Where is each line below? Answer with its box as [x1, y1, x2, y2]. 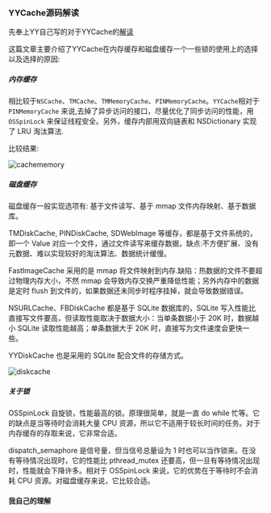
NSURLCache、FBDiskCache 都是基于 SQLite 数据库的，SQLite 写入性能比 [8, 303, 256, 313]
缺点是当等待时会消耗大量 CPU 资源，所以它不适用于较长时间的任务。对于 [15, 418, 261, 428]
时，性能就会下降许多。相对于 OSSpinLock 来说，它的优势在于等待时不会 [8, 466, 252, 476]
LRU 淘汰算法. [17, 127, 65, 137]
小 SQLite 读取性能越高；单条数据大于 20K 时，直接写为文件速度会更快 [8, 323, 244, 333]
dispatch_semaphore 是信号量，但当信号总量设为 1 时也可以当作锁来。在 [8, 446, 249, 456]
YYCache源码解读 [8, 6, 79, 18]
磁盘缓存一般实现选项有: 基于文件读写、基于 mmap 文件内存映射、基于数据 [8, 201, 256, 211]
